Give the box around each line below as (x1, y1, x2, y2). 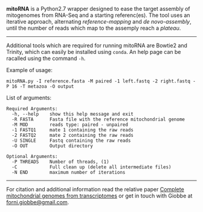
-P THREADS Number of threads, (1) (11, 159, 110, 165)
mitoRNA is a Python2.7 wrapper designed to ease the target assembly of (6, 5, 190, 12)
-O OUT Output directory (11, 143, 94, 149)
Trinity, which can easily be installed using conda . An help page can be (6, 48, 181, 55)
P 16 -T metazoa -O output (6, 84, 74, 90)
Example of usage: (6, 67, 53, 73)
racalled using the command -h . (6, 55, 86, 62)
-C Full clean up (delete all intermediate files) (11, 164, 172, 170)
